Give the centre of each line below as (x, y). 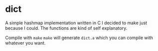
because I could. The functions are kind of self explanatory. (66, 28)
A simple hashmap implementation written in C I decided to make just (76, 23)
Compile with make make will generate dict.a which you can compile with (79, 38)
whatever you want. (25, 43)
